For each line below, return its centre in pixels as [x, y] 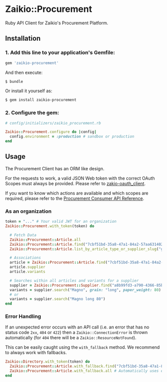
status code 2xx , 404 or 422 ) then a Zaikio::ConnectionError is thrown [77, 332]
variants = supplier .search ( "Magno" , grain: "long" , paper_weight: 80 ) [85, 290]
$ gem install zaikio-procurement [41, 100]
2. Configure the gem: [32, 113]
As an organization [28, 211]
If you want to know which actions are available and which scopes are [77, 193]
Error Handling [23, 317]
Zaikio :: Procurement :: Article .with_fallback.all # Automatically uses [84, 371]
